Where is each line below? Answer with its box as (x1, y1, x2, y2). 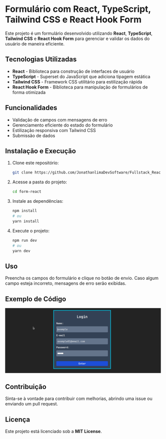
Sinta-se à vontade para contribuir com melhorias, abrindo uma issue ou (5, 395, 153, 401)
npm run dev (12, 238, 37, 243)
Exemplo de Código (5, 295, 67, 303)
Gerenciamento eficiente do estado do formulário (12, 122, 113, 128)
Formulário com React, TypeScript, (5, 3, 151, 15)
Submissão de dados (12, 132, 55, 138)
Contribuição (5, 383, 47, 391)
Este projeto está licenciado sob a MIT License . (5, 429, 102, 435)
